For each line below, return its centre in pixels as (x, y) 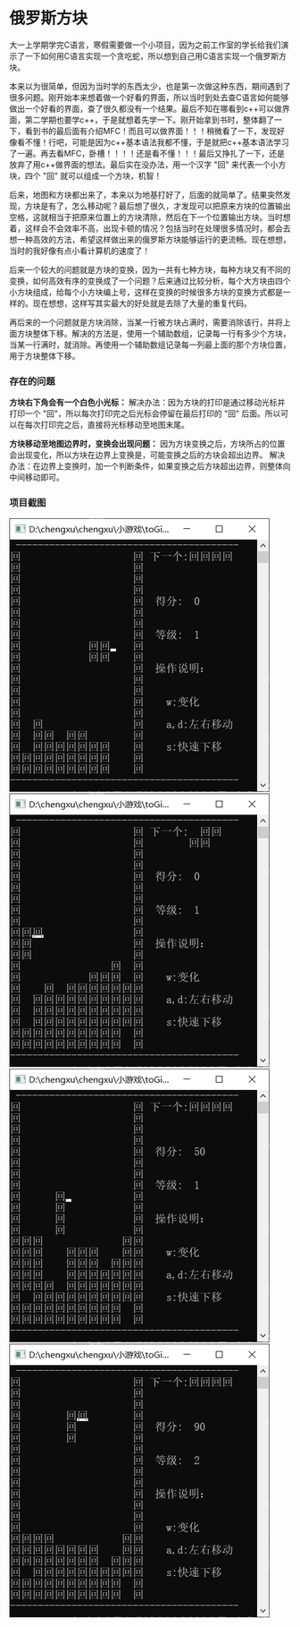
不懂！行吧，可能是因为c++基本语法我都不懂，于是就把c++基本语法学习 (157, 142)
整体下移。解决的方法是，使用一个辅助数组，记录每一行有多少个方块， (162, 333)
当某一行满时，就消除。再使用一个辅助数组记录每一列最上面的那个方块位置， (150, 345)
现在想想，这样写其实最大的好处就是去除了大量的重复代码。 (142, 303)
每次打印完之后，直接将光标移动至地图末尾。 (107, 425)
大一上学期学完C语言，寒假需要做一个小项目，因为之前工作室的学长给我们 (145, 45)
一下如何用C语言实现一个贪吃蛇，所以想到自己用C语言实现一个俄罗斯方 (156, 55)
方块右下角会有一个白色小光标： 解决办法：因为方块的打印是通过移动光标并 (147, 403)
